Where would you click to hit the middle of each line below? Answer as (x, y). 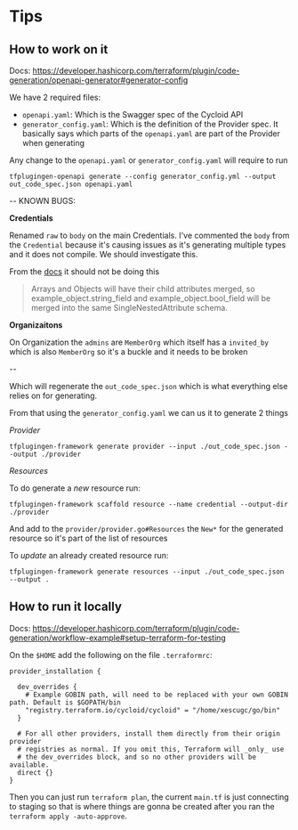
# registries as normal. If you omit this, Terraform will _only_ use (151, 749)
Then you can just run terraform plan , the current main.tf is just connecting (149, 797)
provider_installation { (55, 671)
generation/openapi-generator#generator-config (99, 80)
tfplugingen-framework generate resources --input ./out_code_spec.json (147, 572)
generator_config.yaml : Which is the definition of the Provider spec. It (150, 124)
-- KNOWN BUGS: (42, 201)
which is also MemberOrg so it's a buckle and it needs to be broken (129, 352)
